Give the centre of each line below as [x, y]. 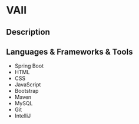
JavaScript [28, 85]
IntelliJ [23, 116]
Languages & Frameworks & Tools [69, 51]
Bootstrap [27, 91]
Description [28, 32]
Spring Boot [29, 66]
